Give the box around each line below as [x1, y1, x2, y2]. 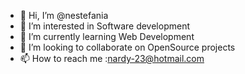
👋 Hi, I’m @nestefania [19, 10, 109, 21]
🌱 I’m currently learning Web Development [19, 31, 195, 42]
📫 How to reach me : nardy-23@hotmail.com [19, 53, 205, 64]
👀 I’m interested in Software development [19, 20, 190, 32]
